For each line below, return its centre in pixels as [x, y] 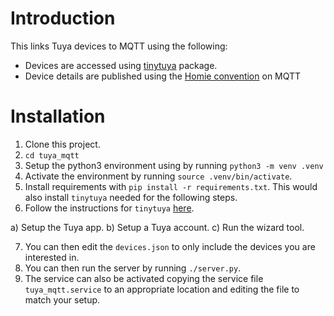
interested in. [52, 257]
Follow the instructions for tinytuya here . [109, 208]
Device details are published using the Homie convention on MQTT [163, 76]
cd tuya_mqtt [52, 155]
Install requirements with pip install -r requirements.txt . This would [171, 186]
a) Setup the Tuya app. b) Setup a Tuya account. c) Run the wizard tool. [157, 227]
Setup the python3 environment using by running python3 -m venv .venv [174, 165]
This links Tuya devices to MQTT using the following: [119, 46]
